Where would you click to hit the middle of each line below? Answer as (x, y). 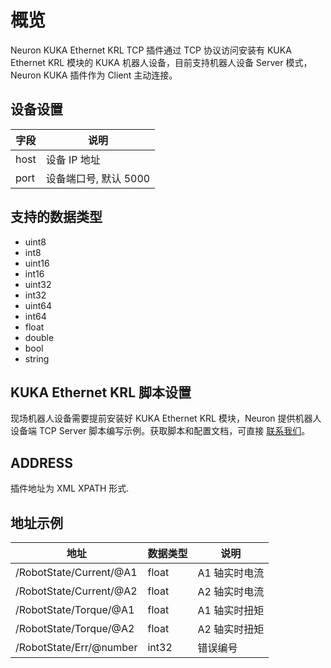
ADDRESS (42, 462)
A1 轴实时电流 (231, 573)
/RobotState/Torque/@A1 (75, 609)
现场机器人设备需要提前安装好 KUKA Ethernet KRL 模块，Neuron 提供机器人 (166, 418)
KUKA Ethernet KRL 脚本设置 (101, 392)
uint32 (38, 284)
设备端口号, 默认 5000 (98, 178)
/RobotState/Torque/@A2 (75, 628)
